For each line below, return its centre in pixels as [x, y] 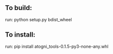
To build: [19, 8]
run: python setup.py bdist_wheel [38, 19]
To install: [20, 35]
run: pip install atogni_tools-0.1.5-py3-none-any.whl [57, 46]
